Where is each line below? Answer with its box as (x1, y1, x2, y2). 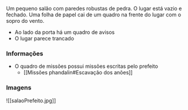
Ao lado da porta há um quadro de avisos (14, 29, 115, 36)
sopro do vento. (6, 18, 45, 24)
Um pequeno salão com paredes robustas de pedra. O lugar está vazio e (6, 5, 182, 12)
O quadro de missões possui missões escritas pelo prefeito (14, 63, 159, 70)
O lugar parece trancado (14, 35, 75, 42)
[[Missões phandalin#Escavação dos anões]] (23, 69, 133, 76)
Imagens (6, 84, 32, 92)
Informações (6, 49, 43, 57)
